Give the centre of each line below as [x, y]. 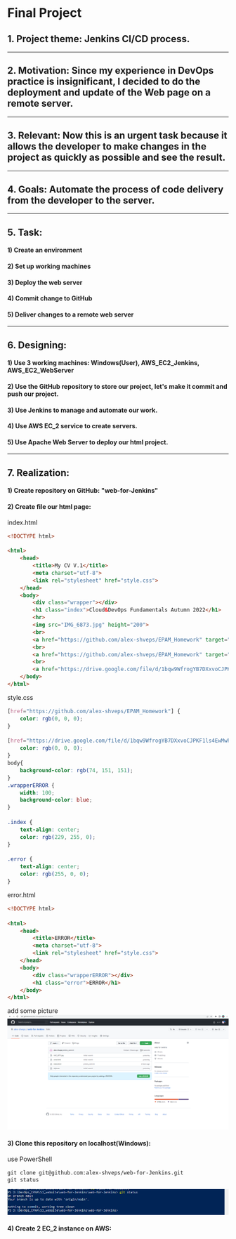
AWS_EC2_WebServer [41, 371]
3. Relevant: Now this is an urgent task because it [117, 136]
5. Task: [25, 232]
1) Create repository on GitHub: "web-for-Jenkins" [83, 491]
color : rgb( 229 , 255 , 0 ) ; [58, 837]
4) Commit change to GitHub [50, 298]
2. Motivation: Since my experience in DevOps [111, 71]
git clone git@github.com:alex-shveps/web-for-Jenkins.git [96, 1173]
